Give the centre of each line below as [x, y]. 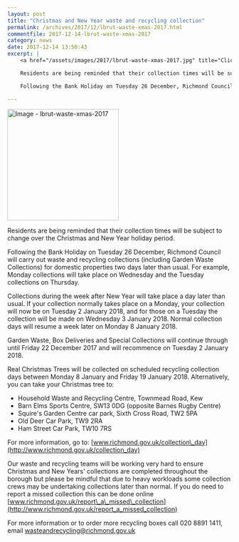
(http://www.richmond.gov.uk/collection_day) [74, 449]
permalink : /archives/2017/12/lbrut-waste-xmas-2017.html [95, 27]
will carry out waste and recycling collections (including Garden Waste [111, 259]
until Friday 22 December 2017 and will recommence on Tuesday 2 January [118, 347]
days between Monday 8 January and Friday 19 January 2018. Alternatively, [118, 377]
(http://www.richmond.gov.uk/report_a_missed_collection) [92, 509]
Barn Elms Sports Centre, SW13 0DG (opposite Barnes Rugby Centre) [119, 405]
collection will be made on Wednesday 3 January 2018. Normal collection [115, 319]
